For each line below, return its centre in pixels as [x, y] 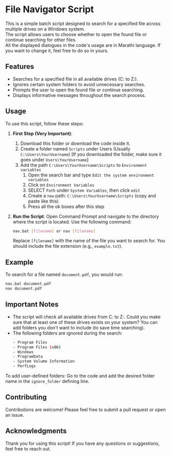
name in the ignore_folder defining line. [47, 382]
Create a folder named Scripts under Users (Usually [75, 148]
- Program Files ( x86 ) [37, 347]
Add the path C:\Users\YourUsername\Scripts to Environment [83, 165]
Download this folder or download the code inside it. [75, 143]
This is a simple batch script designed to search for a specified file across [83, 23]
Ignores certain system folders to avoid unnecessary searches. [79, 84]
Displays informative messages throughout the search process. [79, 95]
